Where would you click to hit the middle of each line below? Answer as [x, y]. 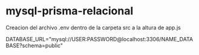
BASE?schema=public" [34, 45]
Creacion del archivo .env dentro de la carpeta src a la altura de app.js [93, 27]
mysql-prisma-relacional [70, 11]
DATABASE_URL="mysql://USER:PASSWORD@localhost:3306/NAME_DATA [99, 39]
